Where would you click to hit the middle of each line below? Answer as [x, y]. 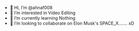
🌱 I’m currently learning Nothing [43, 18]
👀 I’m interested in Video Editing [43, 13]
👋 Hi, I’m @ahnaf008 [31, 8]
